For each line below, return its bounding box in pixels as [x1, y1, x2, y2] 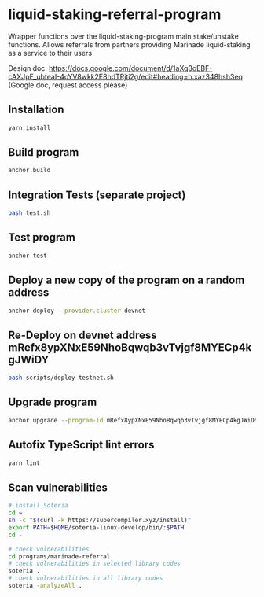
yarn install [8, 123, 51, 131]
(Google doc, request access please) [8, 80, 128, 90]
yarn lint [8, 459, 41, 467]
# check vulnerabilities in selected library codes [8, 560, 181, 568]
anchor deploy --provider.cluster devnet [8, 307, 146, 315]
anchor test [8, 252, 47, 260]
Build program [8, 146, 79, 159]
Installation [8, 103, 64, 116]
